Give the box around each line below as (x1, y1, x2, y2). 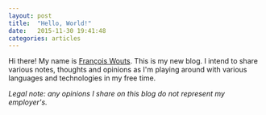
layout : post (8, 11, 52, 20)
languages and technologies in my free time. (8, 73, 156, 83)
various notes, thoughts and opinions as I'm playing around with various (8, 65, 247, 75)
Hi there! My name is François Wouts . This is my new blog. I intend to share (8, 56, 258, 66)
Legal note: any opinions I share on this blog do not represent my (8, 89, 226, 99)
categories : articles (8, 34, 81, 43)
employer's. (8, 97, 48, 107)
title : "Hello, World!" (8, 19, 92, 27)
